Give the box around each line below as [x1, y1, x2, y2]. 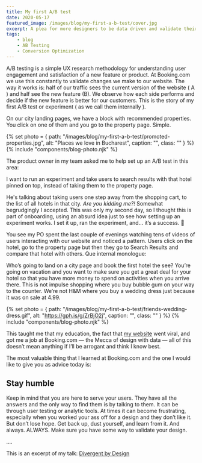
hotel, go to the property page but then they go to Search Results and [6, 244, 179, 251]
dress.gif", [6, 312, 32, 319]
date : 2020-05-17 [6, 14, 50, 20]
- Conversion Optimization [17, 48, 85, 54]
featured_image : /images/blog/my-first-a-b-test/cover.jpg [6, 20, 158, 26]
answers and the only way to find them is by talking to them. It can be [6, 400, 179, 408]
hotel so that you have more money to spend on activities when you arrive [6, 274, 189, 282]
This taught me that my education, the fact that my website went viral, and [6, 330, 191, 337]
